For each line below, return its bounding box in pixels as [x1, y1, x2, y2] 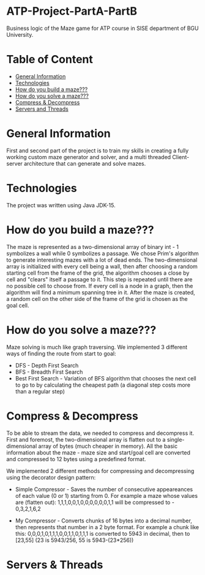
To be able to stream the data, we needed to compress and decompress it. [6, 429, 195, 437]
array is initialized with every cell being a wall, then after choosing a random [6, 262, 198, 270]
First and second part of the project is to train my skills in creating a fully [6, 147, 189, 154]
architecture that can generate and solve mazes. [24, 160, 146, 167]
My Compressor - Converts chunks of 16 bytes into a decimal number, [15, 517, 193, 524]
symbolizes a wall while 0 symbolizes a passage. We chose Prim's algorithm [6, 250, 199, 257]
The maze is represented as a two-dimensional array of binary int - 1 [6, 243, 179, 250]
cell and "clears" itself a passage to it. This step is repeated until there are [6, 275, 193, 283]
